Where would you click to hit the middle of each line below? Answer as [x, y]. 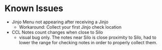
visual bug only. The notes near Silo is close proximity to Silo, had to [88, 37]
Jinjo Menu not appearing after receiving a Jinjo [60, 22]
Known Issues [34, 8]
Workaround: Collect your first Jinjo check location [70, 27]
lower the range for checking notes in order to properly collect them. [88, 42]
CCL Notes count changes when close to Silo [57, 32]
